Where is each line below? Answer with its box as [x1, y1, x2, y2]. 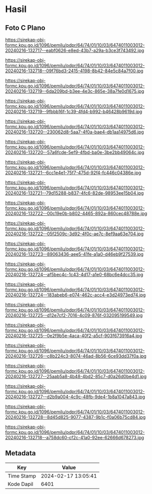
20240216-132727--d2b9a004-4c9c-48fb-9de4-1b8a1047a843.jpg [5, 394, 145, 400]
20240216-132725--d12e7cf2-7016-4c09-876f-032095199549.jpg [5, 312, 143, 318]
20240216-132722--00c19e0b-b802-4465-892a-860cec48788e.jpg [5, 211, 147, 216]
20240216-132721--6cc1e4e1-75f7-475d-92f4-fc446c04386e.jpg [5, 170, 141, 176]
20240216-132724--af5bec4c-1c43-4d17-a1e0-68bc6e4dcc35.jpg [5, 272, 143, 277]
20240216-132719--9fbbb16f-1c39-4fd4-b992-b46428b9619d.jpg [5, 109, 142, 114]
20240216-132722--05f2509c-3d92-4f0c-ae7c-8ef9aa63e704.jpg [5, 231, 144, 237]
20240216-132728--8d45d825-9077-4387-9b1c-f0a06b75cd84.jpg [5, 414, 146, 420]
